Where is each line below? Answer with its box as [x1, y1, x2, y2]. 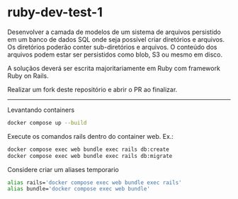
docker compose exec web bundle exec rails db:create [7, 146, 170, 153]
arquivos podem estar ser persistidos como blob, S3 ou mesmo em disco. [7, 50, 223, 59]
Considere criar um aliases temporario [7, 165, 119, 174]
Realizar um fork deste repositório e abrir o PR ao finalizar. [7, 85, 178, 93]
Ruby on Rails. [7, 72, 50, 80]
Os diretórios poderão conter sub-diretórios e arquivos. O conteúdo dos [7, 42, 217, 51]
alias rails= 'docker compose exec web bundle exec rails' [7, 178, 182, 186]
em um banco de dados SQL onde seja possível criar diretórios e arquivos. [7, 35, 225, 43]
